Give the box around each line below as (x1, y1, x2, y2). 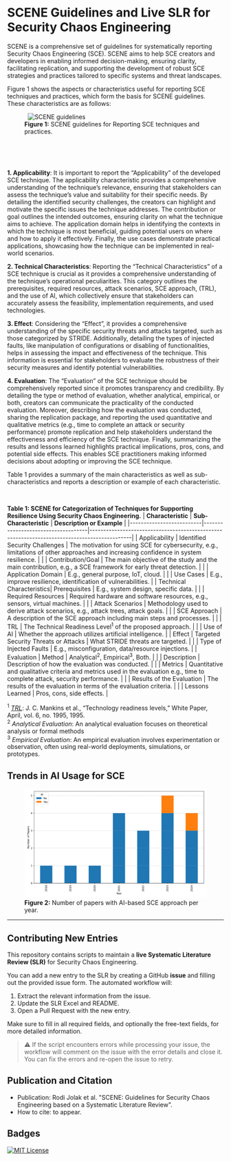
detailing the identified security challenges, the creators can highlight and (7, 197, 216, 206)
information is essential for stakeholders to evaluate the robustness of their (7, 356, 220, 364)
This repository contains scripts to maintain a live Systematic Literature (7, 951, 212, 959)
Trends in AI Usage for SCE (7, 770, 125, 781)
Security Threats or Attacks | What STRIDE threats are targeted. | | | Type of (7, 637, 222, 645)
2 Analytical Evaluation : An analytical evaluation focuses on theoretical (7, 718, 208, 728)
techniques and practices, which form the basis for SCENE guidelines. (7, 91, 206, 100)
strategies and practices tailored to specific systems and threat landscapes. (7, 71, 222, 80)
